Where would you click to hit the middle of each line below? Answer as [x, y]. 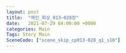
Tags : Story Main [28, 35]
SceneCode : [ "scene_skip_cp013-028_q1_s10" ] [63, 40]
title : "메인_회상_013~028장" [42, 18]
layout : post [23, 12]
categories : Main [28, 29]
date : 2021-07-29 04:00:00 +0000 [51, 23]
